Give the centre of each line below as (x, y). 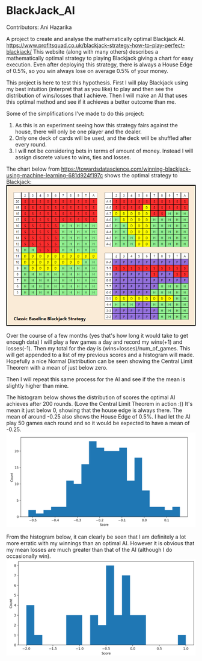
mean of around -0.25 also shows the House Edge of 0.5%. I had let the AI (98, 416)
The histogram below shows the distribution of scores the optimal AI (91, 397)
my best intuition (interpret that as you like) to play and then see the (90, 89)
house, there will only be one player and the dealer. (78, 131)
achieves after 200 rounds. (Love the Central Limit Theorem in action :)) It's (99, 403)
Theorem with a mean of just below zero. (57, 367)
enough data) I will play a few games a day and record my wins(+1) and (94, 342)
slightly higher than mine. (38, 385)
